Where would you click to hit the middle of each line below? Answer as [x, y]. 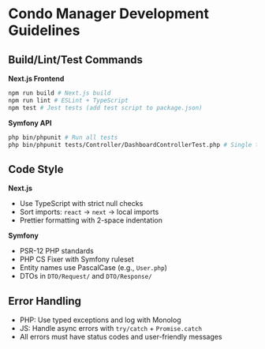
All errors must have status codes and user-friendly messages [121, 337]
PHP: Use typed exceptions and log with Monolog [100, 320]
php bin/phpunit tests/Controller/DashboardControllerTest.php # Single [130, 144]
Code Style [36, 169]
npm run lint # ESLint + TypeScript [68, 100]
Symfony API [30, 122]
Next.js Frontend [36, 79]
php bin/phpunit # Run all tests [63, 137]
